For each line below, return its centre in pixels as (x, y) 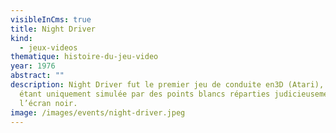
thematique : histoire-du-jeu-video (84, 57)
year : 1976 (33, 66)
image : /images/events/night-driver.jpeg (98, 112)
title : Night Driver (53, 29)
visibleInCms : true (51, 19)
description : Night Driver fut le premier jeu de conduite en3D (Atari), (167, 85)
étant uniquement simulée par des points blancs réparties (145, 94)
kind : (21, 38)
